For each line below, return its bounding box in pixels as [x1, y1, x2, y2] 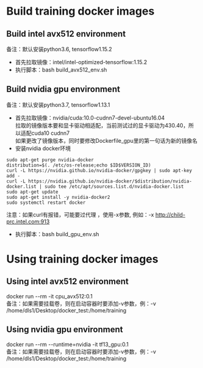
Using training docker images [6, 252, 158, 266]
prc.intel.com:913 [6, 218, 50, 225]
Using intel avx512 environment [6, 276, 129, 287]
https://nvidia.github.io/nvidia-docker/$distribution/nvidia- [28, 178, 192, 184]
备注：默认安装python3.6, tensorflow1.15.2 [6, 46, 113, 52]
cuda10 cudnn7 [31, 129, 70, 137]
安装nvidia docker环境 [15, 145, 71, 152]
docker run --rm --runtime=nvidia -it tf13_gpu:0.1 [6, 341, 129, 348]
